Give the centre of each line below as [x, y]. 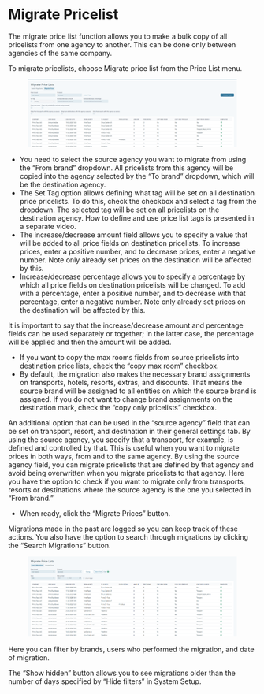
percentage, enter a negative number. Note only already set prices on [132, 302]
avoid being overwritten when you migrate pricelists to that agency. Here [126, 473]
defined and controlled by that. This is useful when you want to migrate [124, 447]
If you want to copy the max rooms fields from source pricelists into [129, 357]
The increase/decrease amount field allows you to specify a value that [134, 235]
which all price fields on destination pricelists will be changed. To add [132, 284]
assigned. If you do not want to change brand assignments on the [126, 399]
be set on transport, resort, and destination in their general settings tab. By [129, 431]
